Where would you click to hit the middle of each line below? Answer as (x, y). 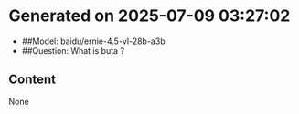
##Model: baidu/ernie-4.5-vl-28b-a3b (93, 41)
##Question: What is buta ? (73, 50)
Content (32, 80)
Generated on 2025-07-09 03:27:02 (149, 16)
